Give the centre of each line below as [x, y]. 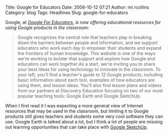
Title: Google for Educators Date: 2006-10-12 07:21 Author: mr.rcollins [77, 7]
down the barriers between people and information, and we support [88, 43]
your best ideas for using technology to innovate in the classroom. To [89, 69]
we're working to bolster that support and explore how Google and [86, 59]
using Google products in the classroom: [47, 28]
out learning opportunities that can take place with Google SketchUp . [76, 127]
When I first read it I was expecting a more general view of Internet [74, 106]
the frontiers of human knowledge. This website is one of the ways [86, 53]
